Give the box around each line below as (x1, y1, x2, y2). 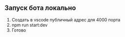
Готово (11, 27, 26, 33)
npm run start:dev (11, 22, 48, 28)
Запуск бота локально (4, 4, 76, 12)
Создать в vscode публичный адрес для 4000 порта (11, 17, 121, 22)
